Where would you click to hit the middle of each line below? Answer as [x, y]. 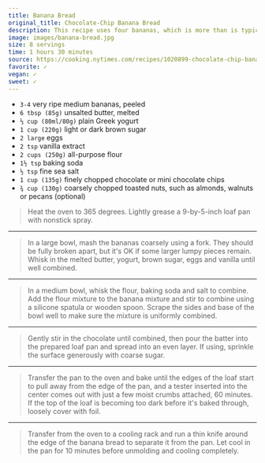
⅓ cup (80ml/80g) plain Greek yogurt [79, 121]
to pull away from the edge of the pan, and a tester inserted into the [137, 386]
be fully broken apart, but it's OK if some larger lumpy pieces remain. [140, 251]
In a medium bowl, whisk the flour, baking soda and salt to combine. [138, 290]
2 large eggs [41, 137]
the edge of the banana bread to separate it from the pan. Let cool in [139, 442]
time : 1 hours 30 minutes [50, 52]
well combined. [52, 267]
